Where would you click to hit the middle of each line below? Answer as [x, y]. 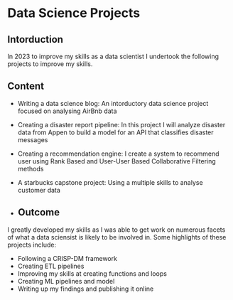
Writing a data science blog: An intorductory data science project [113, 103]
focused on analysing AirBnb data [67, 111]
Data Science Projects [74, 13]
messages [33, 139]
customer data [39, 190]
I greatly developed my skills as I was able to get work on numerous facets [116, 230]
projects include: [32, 245]
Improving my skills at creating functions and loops [92, 273]
